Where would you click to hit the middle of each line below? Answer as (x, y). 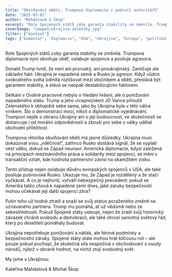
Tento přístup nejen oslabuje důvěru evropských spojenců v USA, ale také (83, 169)
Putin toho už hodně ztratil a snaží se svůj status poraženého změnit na (81, 201)
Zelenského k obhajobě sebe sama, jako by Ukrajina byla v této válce (78, 106)
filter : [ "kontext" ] (27, 34)
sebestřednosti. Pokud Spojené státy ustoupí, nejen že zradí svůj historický (84, 212)
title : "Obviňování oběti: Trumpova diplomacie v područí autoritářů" (82, 10)
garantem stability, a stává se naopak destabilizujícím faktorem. (72, 85)
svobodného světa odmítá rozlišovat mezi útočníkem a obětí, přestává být (83, 80)
